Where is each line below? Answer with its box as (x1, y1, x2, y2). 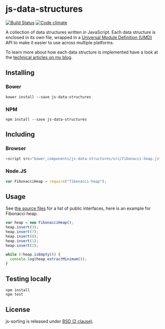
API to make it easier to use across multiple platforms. (5, 39, 115, 45)
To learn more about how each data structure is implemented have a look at (5, 49, 158, 55)
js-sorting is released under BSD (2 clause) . (5, 318, 94, 324)
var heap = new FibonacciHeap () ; (5, 220, 74, 225)
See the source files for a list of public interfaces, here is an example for (5, 205, 151, 212)
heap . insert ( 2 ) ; (5, 243, 39, 248)
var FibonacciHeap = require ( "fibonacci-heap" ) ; (5, 179, 107, 184)
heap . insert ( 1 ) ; (5, 238, 39, 244)
